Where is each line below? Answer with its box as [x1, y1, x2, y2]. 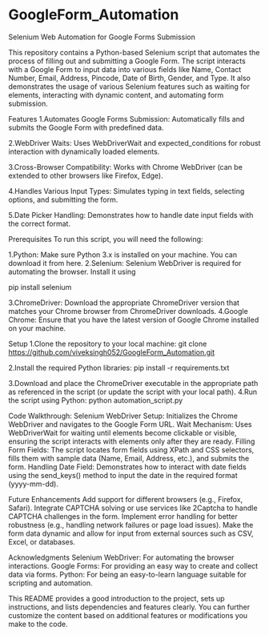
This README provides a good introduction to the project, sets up [8, 593, 226, 603]
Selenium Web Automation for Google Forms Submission [8, 32, 196, 42]
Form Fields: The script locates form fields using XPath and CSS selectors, [8, 444, 255, 454]
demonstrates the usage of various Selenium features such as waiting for [8, 82, 250, 91]
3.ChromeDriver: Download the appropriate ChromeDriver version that [8, 298, 240, 307]
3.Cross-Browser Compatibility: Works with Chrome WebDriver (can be [8, 162, 243, 171]
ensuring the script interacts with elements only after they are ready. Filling [8, 436, 255, 446]
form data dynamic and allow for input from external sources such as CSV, [8, 528, 254, 538]
